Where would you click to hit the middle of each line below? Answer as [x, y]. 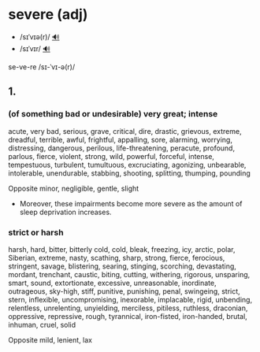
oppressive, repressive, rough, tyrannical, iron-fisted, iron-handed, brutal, [128, 316]
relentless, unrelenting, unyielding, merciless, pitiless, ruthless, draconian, [128, 308]
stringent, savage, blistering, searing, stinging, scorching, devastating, [122, 266]
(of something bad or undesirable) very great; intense [113, 114]
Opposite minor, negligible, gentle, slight [74, 188]
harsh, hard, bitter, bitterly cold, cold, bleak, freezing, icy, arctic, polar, [122, 249]
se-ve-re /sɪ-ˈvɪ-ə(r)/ [42, 67]
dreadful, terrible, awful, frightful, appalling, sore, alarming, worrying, [120, 139]
